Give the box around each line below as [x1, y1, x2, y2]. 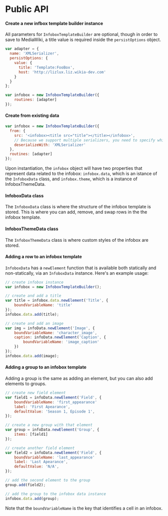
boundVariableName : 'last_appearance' [14, 455, 95, 460]
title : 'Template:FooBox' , [18, 65, 75, 70]
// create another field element [5, 446, 75, 451]
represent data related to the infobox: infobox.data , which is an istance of [5, 171, 157, 177]
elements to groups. [5, 381, 46, 387]
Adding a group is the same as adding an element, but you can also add [5, 376, 153, 382]
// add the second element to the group [5, 478, 91, 483]
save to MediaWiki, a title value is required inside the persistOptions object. [5, 36, 161, 43]
